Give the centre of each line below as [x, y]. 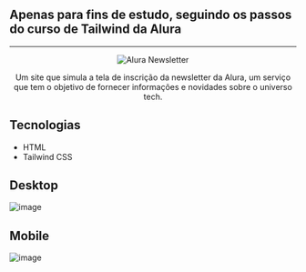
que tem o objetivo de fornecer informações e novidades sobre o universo [153, 86]
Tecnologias [45, 125]
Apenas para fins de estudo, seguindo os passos [151, 15]
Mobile [30, 236]
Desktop [34, 186]
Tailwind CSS [47, 156]
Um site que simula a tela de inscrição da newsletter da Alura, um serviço [153, 77]
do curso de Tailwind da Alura [96, 30]
